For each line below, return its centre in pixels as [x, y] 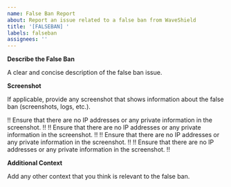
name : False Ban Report [41, 14]
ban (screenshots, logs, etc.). [49, 107]
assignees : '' [28, 39]
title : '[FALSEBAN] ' [38, 26]
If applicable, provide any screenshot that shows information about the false [115, 99]
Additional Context [35, 163]
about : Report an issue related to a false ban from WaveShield [102, 20]
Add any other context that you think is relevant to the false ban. [99, 177]
